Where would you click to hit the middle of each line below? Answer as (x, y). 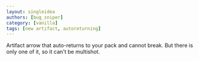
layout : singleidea (31, 12)
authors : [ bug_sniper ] (35, 17)
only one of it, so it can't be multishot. (53, 52)
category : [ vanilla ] (32, 23)
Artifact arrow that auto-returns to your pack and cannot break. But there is (100, 45)
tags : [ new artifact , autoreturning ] (54, 28)
